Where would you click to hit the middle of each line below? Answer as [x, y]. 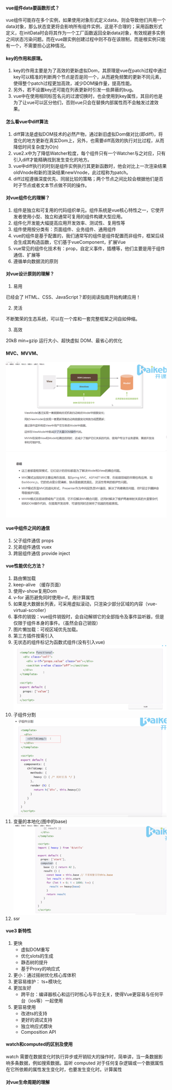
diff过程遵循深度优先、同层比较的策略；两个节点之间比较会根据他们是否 [88, 178]
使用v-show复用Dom [35, 591]
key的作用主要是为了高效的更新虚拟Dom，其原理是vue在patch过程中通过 [90, 71]
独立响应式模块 [36, 1026]
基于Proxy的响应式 [40, 968]
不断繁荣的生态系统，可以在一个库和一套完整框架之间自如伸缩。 [73, 319]
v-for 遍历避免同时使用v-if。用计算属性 [54, 597]
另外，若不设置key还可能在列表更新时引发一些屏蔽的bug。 [75, 90]
